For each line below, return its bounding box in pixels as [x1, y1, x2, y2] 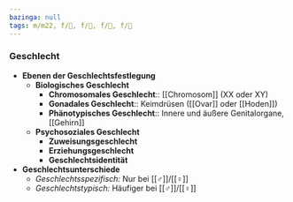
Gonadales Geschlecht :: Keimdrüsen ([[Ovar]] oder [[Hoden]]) [48, 98, 278, 108]
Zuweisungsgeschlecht [48, 136, 138, 146]
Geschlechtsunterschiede [21, 164, 120, 175]
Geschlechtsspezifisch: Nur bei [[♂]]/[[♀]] [35, 173, 189, 183]
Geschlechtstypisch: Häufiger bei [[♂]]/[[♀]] [35, 183, 197, 193]
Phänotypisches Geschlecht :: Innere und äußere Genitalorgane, [48, 108, 285, 118]
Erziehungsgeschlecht [48, 145, 135, 155]
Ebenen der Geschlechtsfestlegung [21, 70, 157, 80]
